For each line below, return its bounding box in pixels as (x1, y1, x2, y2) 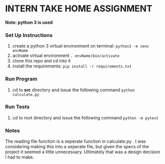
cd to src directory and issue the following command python (12, 87, 135, 93)
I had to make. (5, 154, 34, 160)
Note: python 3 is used (5, 19, 53, 25)
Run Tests (5, 104, 30, 110)
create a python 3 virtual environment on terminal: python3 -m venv (12, 43, 150, 49)
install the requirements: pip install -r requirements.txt (12, 63, 132, 69)
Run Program (5, 75, 38, 82)
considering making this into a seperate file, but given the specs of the (5, 144, 149, 150)
